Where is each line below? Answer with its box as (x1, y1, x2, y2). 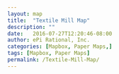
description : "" (7, 23, 55, 30)
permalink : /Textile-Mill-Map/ (7, 56, 100, 63)
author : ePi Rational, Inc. (7, 37, 91, 44)
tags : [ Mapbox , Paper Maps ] (7, 50, 91, 57)
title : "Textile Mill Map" (7, 17, 91, 24)
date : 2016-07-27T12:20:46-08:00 (7, 30, 113, 37)
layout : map (7, 10, 42, 18)
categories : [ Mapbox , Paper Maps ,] (7, 43, 113, 50)
